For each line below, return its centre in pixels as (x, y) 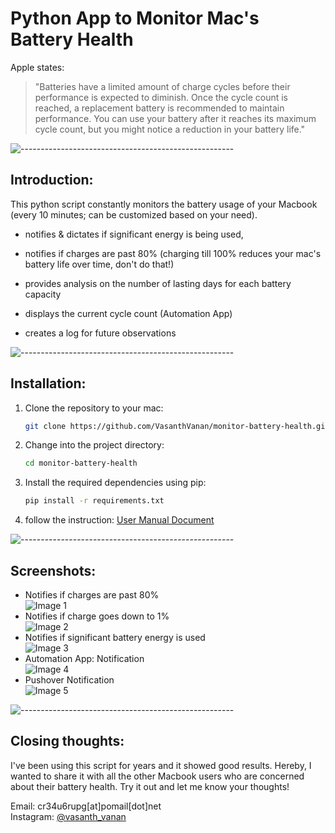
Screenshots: (53, 570)
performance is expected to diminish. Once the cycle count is (161, 97)
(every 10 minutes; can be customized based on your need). (134, 214)
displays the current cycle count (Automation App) (128, 313)
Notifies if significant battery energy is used (115, 637)
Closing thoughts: (67, 741)
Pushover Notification (69, 680)
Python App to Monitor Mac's (135, 18)
